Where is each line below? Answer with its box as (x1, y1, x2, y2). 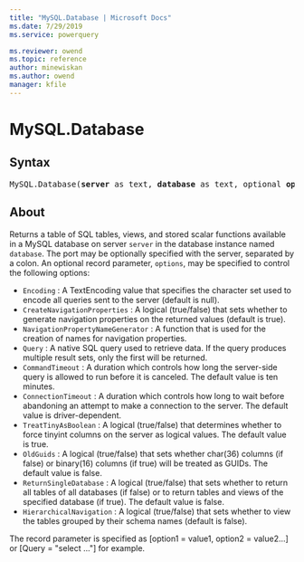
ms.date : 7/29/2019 (9, 22, 83, 31)
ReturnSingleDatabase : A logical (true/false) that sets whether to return (22, 477, 288, 488)
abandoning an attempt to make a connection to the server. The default (22, 400, 289, 411)
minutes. (22, 381, 56, 392)
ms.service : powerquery (9, 30, 100, 39)
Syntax (9, 155, 51, 170)
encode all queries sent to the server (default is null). (22, 294, 220, 305)
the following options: (9, 267, 90, 278)
